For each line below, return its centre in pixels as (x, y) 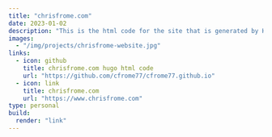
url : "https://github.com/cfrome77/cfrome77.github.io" (119, 76)
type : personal (34, 106)
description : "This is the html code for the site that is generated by (134, 31)
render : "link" (41, 121)
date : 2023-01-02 (38, 23)
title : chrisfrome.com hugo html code (88, 68)
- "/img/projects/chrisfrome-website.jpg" (88, 46)
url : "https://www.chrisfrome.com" (83, 98)
